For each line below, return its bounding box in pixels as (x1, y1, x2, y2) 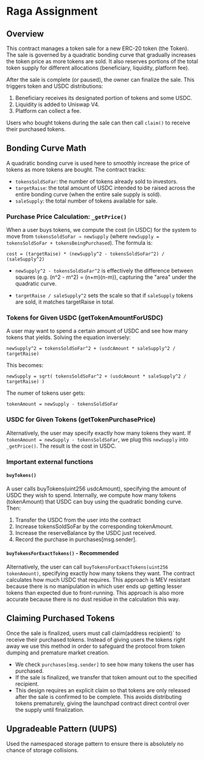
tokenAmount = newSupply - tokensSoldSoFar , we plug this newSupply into (6, 436, 189, 443)
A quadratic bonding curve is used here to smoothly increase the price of (6, 159, 190, 167)
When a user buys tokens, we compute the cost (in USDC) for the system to (6, 226, 197, 234)
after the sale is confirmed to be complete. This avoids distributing (15, 693, 182, 700)
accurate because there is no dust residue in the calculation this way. (6, 596, 180, 603)
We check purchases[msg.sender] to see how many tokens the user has (15, 661, 195, 668)
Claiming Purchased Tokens (6, 613, 115, 623)
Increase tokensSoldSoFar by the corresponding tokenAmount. (15, 523, 174, 530)
